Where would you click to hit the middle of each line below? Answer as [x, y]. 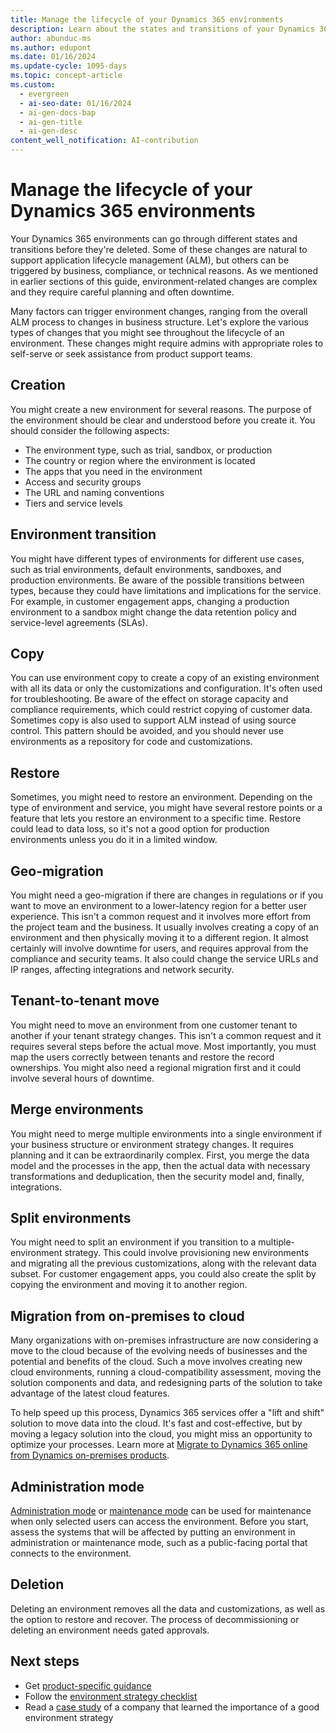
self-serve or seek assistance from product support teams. [131, 353]
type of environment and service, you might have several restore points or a [166, 808]
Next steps [45, 1661]
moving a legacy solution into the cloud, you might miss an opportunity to [161, 1434]
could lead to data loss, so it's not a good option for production [140, 829]
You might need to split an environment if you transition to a [133, 1242]
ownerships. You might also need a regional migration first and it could [156, 1067]
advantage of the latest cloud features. [90, 1393]
